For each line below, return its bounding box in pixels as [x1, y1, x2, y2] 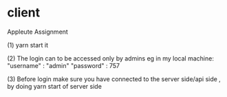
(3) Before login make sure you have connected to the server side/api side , [7, 74, 221, 83]
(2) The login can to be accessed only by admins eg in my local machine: [7, 54, 215, 63]
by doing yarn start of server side [7, 82, 102, 90]
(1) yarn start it [7, 41, 49, 49]
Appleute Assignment [7, 28, 69, 36]
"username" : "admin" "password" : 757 [7, 61, 120, 69]
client [7, 5, 41, 21]
